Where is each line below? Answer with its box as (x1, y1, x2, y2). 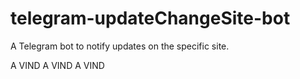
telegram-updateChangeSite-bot (10, 7, 291, 30)
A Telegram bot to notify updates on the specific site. (10, 40, 230, 52)
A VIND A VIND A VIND (10, 59, 105, 71)
